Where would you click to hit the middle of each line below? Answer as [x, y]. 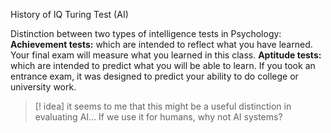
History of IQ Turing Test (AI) [69, 14]
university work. [43, 87]
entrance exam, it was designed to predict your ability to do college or [154, 76]
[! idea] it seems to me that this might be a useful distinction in [163, 106]
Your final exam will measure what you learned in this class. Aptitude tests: [166, 55]
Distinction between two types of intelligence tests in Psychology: [146, 33]
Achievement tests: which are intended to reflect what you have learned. [161, 44]
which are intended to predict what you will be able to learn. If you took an [163, 65]
